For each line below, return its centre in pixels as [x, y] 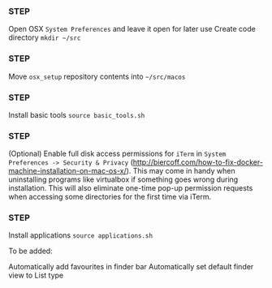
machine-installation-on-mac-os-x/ [68, 171]
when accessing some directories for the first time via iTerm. [110, 197]
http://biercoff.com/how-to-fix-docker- [198, 162]
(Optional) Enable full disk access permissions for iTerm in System [117, 154]
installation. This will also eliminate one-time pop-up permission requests [131, 188]
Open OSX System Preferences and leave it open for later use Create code [132, 29]
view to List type [36, 275]
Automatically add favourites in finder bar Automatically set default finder [131, 267]
